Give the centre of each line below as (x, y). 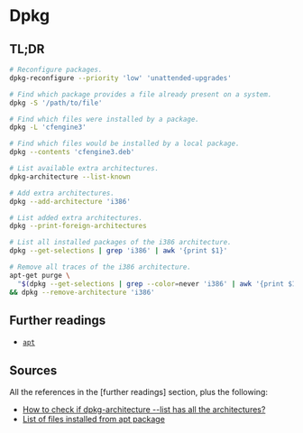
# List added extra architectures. (76, 217)
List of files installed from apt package (93, 419)
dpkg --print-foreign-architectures (78, 226)
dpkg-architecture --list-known (70, 177)
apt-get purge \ (40, 275)
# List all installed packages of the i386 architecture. (120, 243)
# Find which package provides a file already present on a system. (141, 94)
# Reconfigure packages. (56, 69)
